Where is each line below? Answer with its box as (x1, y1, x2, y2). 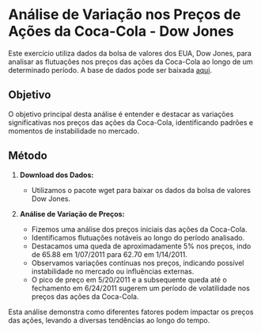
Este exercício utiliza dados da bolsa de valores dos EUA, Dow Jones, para (8, 48, 252, 58)
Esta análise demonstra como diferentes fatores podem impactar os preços (8, 307, 254, 316)
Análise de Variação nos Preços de (8, 6, 241, 24)
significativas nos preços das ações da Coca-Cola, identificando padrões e (8, 117, 254, 127)
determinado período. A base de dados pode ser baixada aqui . (8, 65, 212, 74)
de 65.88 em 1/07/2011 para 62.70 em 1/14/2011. (31, 249, 188, 259)
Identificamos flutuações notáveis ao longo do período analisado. (31, 233, 245, 242)
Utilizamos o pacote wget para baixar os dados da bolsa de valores (31, 185, 252, 195)
